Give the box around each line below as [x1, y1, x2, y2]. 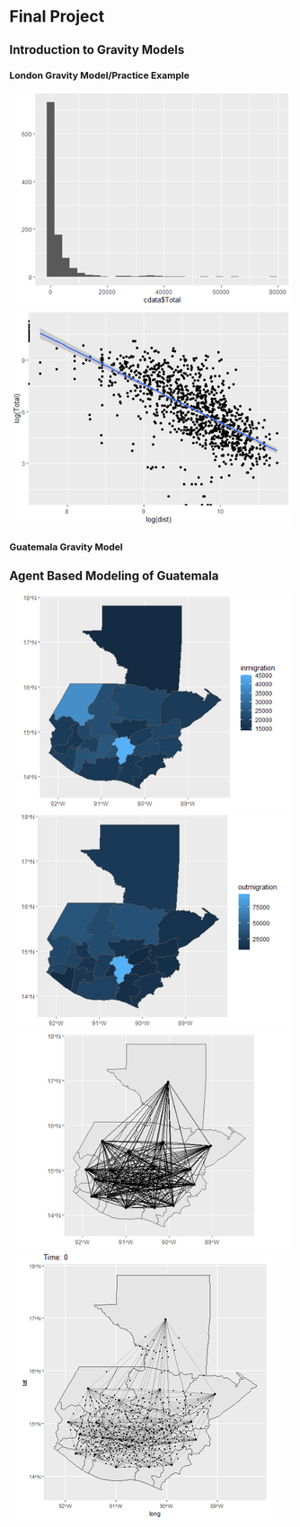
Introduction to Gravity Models [9, 42, 185, 57]
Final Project [9, 6, 105, 27]
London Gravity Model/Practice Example [9, 69, 190, 82]
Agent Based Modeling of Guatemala [9, 569, 219, 584]
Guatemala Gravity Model [9, 541, 123, 553]
